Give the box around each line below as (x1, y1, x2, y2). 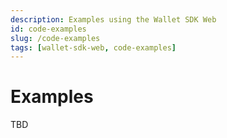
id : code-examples (10, 24, 87, 34)
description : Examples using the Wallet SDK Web (10, 14, 217, 25)
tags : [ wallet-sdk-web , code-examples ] (10, 42, 177, 53)
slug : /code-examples (10, 33, 101, 43)
